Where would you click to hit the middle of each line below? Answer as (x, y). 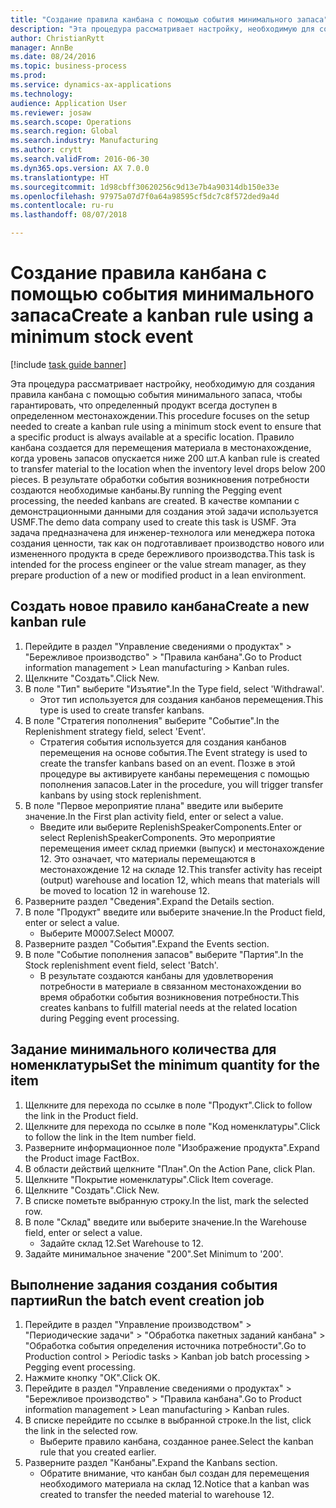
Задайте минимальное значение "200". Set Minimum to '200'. (154, 1253)
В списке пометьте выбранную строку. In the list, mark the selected (166, 1200)
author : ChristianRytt (57, 38)
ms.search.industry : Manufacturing (84, 141)
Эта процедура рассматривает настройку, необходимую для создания (163, 383)
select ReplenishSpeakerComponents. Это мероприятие (157, 837)
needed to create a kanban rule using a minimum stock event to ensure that (166, 426)
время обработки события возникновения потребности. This (169, 997)
